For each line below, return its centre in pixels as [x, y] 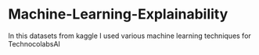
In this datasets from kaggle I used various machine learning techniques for [130, 36]
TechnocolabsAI [34, 43]
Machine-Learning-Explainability [118, 14]
